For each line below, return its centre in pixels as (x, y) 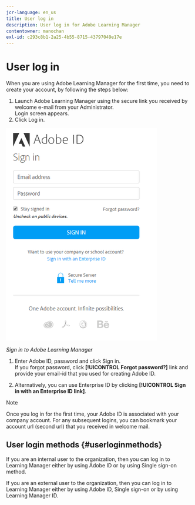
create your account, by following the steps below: (68, 90)
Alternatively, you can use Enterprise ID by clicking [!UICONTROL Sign (100, 385)
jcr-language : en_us (31, 12)
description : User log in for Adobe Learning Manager (73, 25)
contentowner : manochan (35, 31)
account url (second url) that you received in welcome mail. (78, 427)
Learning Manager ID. (32, 495)
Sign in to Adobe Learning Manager (49, 350)
